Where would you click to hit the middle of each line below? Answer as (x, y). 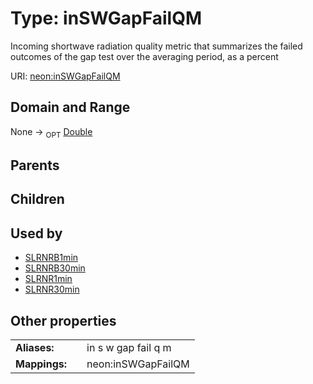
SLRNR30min (52, 289)
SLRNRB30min (55, 268)
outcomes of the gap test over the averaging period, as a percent (144, 56)
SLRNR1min (48, 279)
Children (37, 199)
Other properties (63, 320)
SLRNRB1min (51, 258)
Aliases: (35, 347)
